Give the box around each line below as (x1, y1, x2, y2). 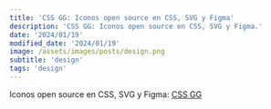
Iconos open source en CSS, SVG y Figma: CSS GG (9, 88, 203, 100)
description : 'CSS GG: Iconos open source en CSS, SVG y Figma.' (9, 22, 263, 31)
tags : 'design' (9, 64, 68, 74)
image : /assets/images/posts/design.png (9, 47, 166, 56)
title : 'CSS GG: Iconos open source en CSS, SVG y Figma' (9, 13, 235, 23)
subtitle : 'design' (9, 55, 84, 64)
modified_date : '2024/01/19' (9, 38, 120, 48)
